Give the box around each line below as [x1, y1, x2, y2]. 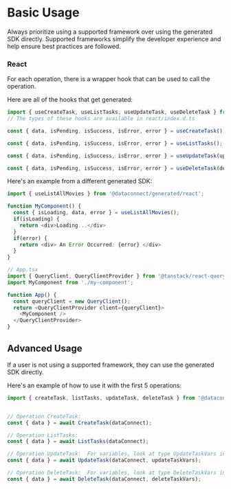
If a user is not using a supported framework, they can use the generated [7, 361, 214, 369]
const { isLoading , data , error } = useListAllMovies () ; [13, 209, 180, 216]
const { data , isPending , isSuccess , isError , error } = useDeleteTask [7, 165, 217, 172]
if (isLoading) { [13, 216, 60, 223]
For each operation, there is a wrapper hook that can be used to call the [7, 75, 210, 83]
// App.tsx [7, 266, 38, 273]
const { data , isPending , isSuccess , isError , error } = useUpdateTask [7, 152, 217, 159]
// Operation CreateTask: [7, 413, 81, 420]
